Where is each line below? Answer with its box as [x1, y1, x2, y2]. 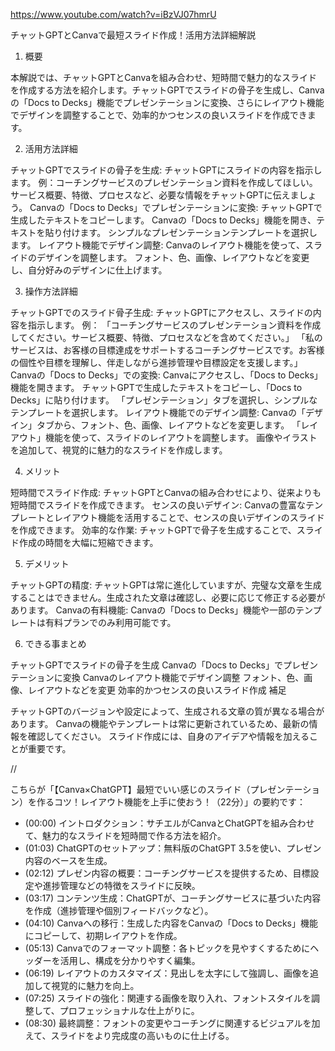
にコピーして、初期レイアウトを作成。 [24, 930, 183, 941]
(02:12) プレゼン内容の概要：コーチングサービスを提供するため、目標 [24, 867, 311, 879]
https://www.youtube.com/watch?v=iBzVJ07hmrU [10, 9, 217, 20]
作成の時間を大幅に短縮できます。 [18, 537, 159, 548]
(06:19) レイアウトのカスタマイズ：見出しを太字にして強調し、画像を [24, 967, 311, 979]
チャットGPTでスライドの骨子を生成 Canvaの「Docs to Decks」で [10, 659, 283, 671]
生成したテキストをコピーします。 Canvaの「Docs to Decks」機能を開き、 [10, 214, 317, 226]
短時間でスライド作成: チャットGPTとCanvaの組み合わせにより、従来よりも [10, 487, 322, 498]
